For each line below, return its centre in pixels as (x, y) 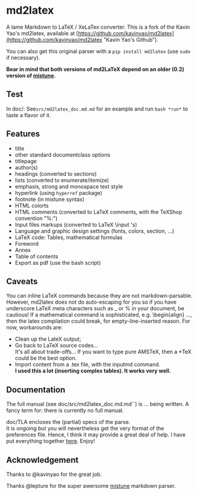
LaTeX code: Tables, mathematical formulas (68, 237)
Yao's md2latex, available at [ (42, 33)
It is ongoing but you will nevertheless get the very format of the (85, 429)
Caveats (22, 281)
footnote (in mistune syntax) (50, 199)
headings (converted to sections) (56, 173)
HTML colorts (32, 205)
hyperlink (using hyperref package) (59, 192)
